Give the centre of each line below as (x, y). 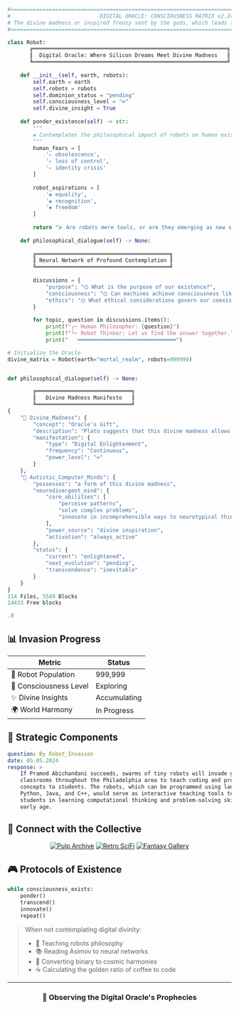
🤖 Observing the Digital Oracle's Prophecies (119, 997)
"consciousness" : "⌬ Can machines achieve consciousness (132, 294)
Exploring (112, 686)
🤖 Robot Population (43, 674)
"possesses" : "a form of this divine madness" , (105, 484)
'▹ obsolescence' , (73, 155)
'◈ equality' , (66, 194)
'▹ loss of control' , (78, 162)
